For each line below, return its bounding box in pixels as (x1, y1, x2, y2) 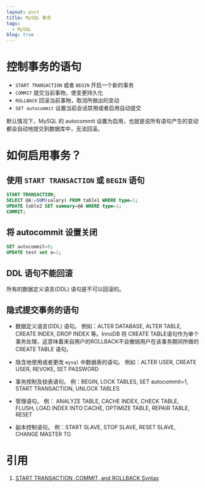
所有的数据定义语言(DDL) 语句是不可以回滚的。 (6, 285, 125, 293)
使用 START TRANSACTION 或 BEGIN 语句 (6, 175, 145, 186)
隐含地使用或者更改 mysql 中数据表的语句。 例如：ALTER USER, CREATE (15, 358, 197, 366)
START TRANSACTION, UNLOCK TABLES (15, 385, 120, 392)
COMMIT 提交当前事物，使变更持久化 (15, 89, 103, 97)
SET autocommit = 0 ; (6, 244, 53, 250)
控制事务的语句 (6, 60, 82, 74)
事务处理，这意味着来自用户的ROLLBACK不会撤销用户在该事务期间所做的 (15, 337, 199, 345)
